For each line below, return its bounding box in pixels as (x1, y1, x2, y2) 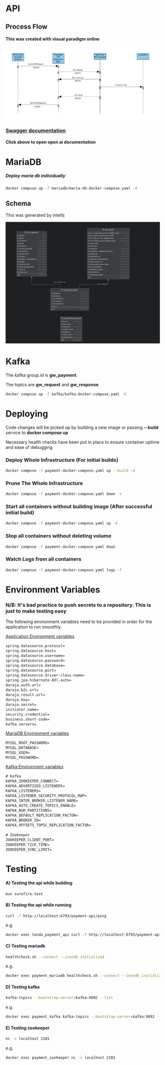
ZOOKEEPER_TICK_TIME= (5, 842, 50, 847)
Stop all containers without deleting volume (5, 532, 112, 539)
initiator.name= (5, 707, 39, 712)
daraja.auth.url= (5, 683, 41, 688)
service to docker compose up (5, 429, 69, 436)
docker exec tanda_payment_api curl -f (5, 932, 87, 937)
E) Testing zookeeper (5, 1025, 50, 1031)
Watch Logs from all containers (5, 556, 82, 563)
